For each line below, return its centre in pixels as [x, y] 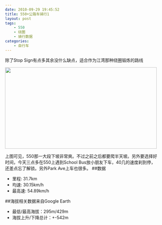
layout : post [18, 18]
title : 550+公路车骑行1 [27, 14]
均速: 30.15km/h [28, 185]
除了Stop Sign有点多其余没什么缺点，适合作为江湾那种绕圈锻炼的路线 [74, 60]
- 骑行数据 [23, 37]
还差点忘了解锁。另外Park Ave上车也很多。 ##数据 [56, 168]
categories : [17, 41]
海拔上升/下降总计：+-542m [40, 217]
